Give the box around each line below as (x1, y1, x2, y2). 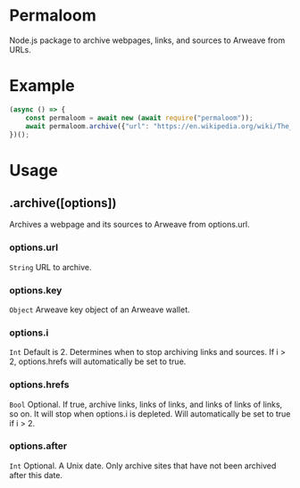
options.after (9, 440, 68, 452)
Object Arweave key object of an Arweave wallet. (9, 304, 190, 315)
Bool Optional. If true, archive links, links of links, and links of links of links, (9, 399, 283, 409)
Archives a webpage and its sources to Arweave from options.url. (9, 219, 250, 230)
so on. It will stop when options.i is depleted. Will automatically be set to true (9, 408, 291, 419)
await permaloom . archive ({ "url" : (25, 121, 150, 130)
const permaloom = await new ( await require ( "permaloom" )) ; (25, 113, 254, 122)
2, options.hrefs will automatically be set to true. (9, 356, 187, 367)
